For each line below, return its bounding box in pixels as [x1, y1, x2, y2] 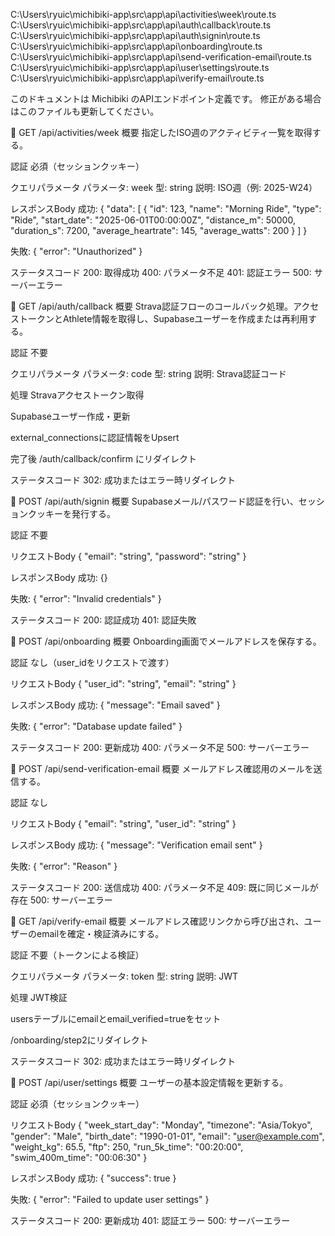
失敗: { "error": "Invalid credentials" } [10, 593, 162, 604]
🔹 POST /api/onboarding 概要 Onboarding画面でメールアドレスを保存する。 [10, 635, 322, 647]
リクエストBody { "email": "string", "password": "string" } [10, 550, 247, 562]
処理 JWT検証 [10, 992, 68, 1003]
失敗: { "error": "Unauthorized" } [10, 245, 143, 257]
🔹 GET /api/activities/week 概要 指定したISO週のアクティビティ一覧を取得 [10, 127, 313, 138]
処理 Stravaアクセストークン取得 [10, 389, 145, 401]
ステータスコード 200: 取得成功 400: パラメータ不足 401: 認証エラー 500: [10, 267, 312, 278]
